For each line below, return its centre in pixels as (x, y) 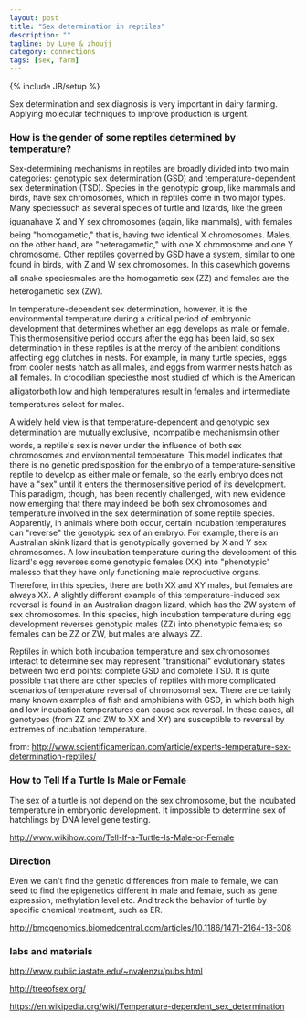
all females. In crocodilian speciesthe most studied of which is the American (153, 378)
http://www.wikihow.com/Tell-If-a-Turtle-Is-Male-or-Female (122, 837)
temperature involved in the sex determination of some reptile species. (142, 513)
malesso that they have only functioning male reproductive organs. (135, 573)
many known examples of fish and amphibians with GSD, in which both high (152, 700)
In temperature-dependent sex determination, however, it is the (128, 309)
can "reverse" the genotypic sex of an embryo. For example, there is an (144, 533)
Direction (31, 861)
